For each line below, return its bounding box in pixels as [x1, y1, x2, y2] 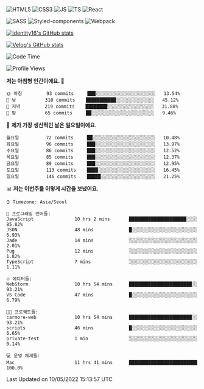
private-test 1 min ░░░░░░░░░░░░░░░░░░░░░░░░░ [6, 335, 198, 342]
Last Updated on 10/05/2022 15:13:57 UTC [6, 376, 113, 383]
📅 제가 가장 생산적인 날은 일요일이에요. [6, 122, 97, 128]
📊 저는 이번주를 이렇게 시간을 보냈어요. [6, 185, 99, 192]
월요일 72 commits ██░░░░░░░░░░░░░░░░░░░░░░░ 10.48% [6, 135, 180, 141]
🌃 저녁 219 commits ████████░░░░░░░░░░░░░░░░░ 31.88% [6, 103, 178, 110]
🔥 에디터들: [6, 276, 32, 282]
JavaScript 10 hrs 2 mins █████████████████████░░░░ [6, 216, 198, 222]
